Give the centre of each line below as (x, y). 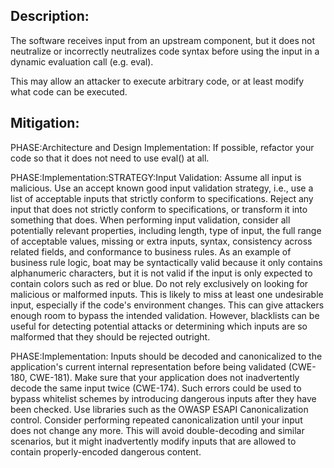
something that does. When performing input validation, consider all (150, 220)
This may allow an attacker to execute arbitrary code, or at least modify (157, 81)
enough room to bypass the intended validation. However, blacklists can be (165, 315)
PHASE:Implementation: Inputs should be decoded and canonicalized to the (166, 356)
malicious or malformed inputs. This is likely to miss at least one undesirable (167, 294)
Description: (50, 16)
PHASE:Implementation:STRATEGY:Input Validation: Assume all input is (156, 177)
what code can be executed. (69, 91)
